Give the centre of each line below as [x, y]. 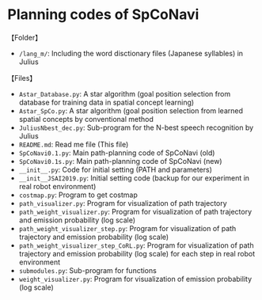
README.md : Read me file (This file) [74, 144]
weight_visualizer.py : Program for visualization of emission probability [135, 279]
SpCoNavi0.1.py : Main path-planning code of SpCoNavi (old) [117, 153]
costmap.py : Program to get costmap [78, 195]
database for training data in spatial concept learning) [106, 102]
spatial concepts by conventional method [86, 119]
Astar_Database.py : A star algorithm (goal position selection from [125, 93]
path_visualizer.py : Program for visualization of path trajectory [123, 203]
